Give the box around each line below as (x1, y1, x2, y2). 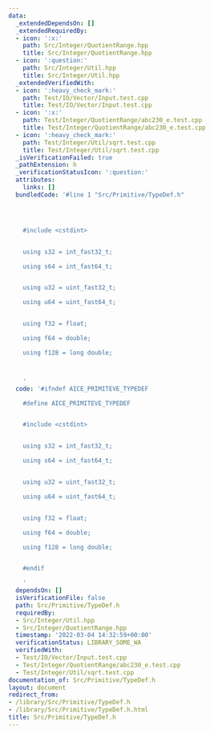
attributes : (15, 176, 56, 185)
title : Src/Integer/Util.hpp (22, 71, 120, 79)
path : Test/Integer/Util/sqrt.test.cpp (22, 138, 156, 147)
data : (8, 11, 26, 20)
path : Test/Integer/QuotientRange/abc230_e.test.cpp (22, 116, 203, 124)
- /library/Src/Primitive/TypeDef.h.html (8, 706, 149, 714)
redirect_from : (8, 691, 59, 699)
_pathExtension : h (15, 161, 78, 169)
